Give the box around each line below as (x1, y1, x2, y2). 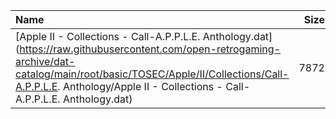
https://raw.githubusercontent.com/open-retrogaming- (19, 42, 281, 56)
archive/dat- (15, 55, 76, 68)
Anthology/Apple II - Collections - (62, 80, 223, 93)
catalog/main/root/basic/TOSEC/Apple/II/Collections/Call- (15, 67, 290, 81)
